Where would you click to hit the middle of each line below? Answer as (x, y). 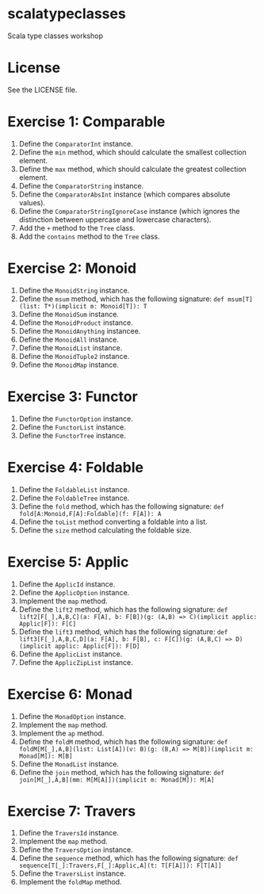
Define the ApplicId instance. (67, 584)
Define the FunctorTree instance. (72, 435)
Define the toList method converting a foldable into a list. (113, 521)
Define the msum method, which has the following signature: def (122, 299)
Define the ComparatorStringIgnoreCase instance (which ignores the (129, 211)
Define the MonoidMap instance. (69, 365)
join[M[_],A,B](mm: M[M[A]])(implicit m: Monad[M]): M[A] (117, 780)
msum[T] (240, 299)
